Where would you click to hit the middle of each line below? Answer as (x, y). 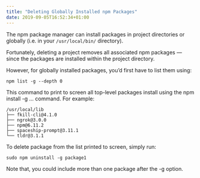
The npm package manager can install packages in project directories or (96, 34)
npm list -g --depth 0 (34, 81)
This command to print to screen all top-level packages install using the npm (100, 92)
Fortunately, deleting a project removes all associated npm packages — (94, 52)
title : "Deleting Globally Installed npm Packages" (72, 12)
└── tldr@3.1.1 (25, 136)
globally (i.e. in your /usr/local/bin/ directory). (65, 41)
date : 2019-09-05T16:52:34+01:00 (48, 17)
